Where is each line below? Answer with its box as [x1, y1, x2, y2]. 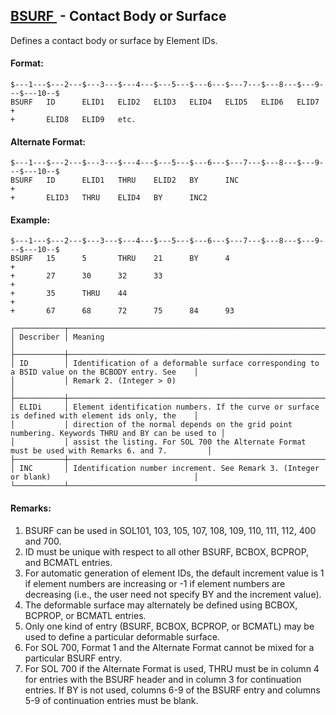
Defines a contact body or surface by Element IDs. [10, 34, 218, 46]
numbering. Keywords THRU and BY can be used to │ [10, 429, 226, 439]
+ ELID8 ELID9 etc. [10, 115, 137, 125]
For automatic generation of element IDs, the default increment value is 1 [24, 567, 325, 579]
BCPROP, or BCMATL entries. [24, 609, 147, 621]
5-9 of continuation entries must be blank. [24, 694, 199, 706]
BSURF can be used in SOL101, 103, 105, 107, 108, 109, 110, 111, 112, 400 [24, 524, 317, 536]
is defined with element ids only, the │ [10, 411, 199, 421]
